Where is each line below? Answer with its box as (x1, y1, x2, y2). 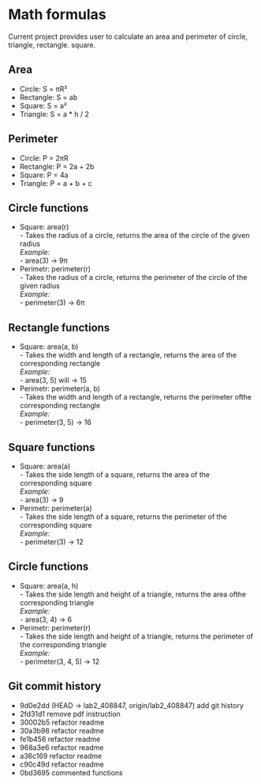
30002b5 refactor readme (19, 718, 105, 727)
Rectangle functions (8, 320, 110, 334)
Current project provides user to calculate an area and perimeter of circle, (8, 32, 248, 41)
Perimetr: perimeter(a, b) (19, 384, 101, 393)
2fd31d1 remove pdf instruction (19, 709, 121, 718)
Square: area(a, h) (19, 581, 79, 590)
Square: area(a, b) (19, 342, 79, 351)
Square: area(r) (19, 222, 69, 232)
